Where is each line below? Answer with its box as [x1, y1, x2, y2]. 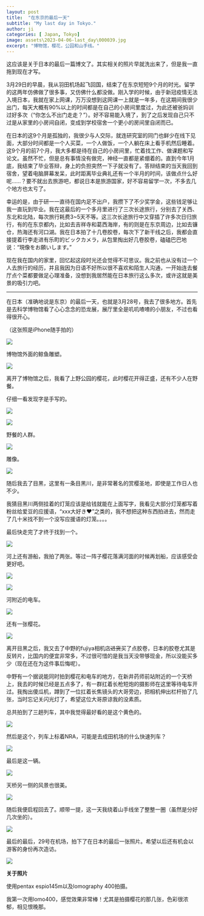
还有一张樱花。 [6, 620, 44, 627]
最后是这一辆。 [6, 757, 44, 764]
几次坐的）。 [6, 813, 36, 821]
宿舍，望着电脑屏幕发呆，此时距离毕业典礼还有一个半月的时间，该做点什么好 [6, 170, 198, 177]
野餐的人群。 [6, 431, 38, 438]
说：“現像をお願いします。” [6, 243, 72, 251]
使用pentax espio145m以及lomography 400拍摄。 [6, 883, 131, 890]
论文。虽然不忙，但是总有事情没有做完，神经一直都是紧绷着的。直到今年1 [6, 154, 189, 162]
